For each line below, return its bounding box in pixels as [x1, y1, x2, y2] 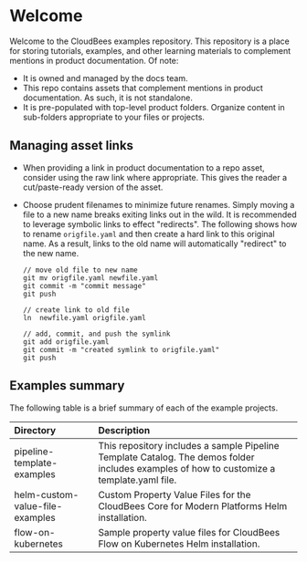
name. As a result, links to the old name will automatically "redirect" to [22, 238, 287, 249]
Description [98, 423, 151, 436]
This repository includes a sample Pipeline [98, 439, 281, 452]
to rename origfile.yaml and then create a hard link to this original [22, 228, 276, 239]
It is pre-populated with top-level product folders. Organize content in [22, 101, 285, 112]
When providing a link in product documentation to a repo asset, [22, 161, 265, 173]
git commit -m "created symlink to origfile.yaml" [22, 345, 220, 354]
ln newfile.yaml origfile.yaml [22, 313, 146, 322]
